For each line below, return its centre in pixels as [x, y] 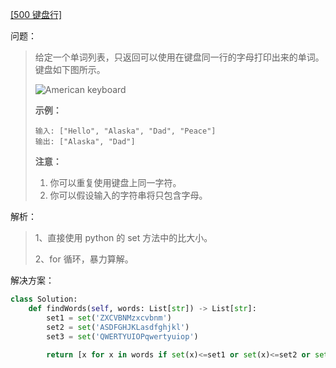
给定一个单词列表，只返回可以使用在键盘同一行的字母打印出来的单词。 [179, 57]
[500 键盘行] [36, 14]
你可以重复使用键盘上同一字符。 [115, 182]
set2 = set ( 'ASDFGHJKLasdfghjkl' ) [118, 327]
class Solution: [44, 299]
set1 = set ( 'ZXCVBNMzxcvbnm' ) [109, 318]
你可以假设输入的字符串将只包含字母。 [128, 195]
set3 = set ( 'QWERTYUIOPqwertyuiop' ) [122, 336]
